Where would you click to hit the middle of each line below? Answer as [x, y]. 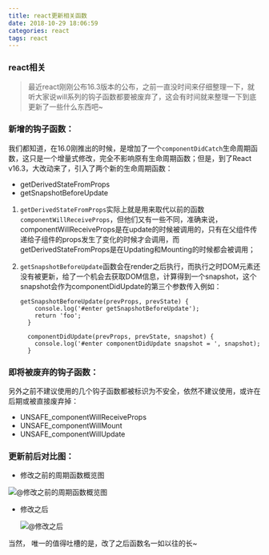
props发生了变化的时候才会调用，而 [121, 239]
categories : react [39, 30]
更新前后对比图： [41, 456]
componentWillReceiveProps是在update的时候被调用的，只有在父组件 [135, 229]
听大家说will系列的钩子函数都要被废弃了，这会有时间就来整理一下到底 [142, 96]
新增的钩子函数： [41, 129]
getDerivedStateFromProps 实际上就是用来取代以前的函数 [112, 209]
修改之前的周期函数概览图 [62, 475]
